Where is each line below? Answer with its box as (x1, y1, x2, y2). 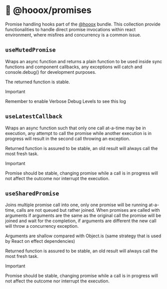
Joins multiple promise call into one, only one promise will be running (5, 202, 148, 208)
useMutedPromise (5, 46, 56, 54)
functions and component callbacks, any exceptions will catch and (5, 64, 142, 70)
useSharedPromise (5, 190, 59, 197)
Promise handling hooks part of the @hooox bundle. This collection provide (5, 21, 161, 27)
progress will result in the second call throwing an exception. (5, 135, 130, 141)
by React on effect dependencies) (5, 238, 75, 244)
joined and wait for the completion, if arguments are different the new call (5, 218, 156, 224)
